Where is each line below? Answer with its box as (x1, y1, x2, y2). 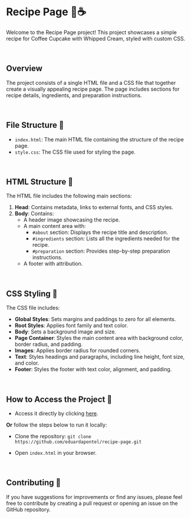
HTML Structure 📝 (6, 177, 74, 187)
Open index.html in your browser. (14, 449, 97, 456)
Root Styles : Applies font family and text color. (14, 322, 129, 329)
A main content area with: (23, 223, 86, 230)
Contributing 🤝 (6, 478, 61, 488)
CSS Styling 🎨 (6, 289, 58, 299)
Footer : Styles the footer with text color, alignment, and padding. (14, 366, 172, 373)
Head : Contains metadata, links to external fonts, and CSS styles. (14, 204, 174, 211)
